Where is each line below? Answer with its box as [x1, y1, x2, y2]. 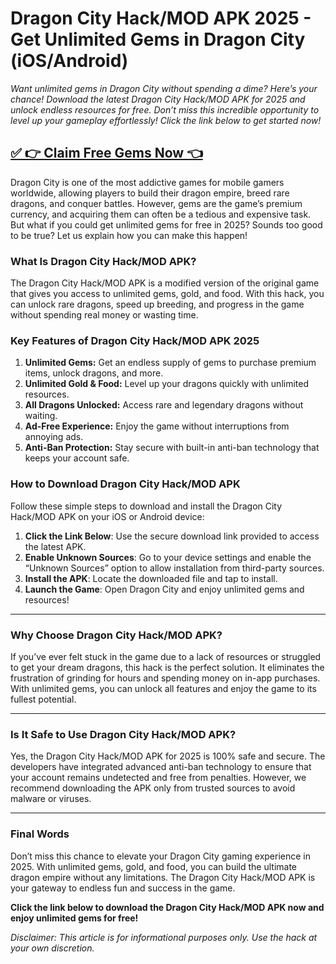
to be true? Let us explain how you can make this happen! [10, 229, 248, 241]
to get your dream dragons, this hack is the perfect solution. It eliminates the [10, 661, 325, 673]
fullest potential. [10, 693, 77, 705]
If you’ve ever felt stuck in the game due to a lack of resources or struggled [10, 650, 322, 662]
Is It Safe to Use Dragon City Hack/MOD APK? [10, 727, 237, 741]
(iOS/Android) [10, 50, 129, 72]
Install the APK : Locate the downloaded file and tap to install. [24, 572, 278, 584]
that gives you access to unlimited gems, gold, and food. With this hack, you [10, 288, 325, 300]
